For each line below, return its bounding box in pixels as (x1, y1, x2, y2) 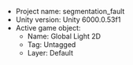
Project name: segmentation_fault (15, 7, 125, 16)
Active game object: (15, 23, 81, 32)
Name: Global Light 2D (27, 31, 101, 41)
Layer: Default (27, 49, 73, 57)
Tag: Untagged (27, 40, 76, 49)
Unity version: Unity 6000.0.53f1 (15, 15, 121, 24)
